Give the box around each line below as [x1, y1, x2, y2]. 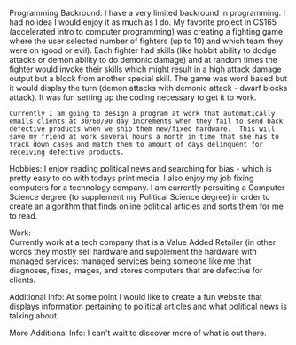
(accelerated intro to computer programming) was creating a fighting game [9, 27, 284, 36]
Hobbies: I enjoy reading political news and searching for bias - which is [9, 164, 272, 173]
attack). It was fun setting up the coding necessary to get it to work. [9, 92, 257, 103]
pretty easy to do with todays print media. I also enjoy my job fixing [9, 172, 254, 183]
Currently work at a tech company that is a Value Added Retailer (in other [9, 237, 277, 247]
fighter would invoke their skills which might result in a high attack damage [9, 64, 282, 74]
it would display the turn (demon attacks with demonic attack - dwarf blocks [9, 83, 288, 93]
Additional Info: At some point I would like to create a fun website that [9, 292, 263, 302]
